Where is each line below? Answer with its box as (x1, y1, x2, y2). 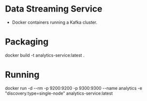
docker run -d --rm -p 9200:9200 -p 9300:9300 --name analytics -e (5, 85, 143, 91)
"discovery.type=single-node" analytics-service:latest (5, 90, 113, 96)
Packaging (5, 36, 49, 47)
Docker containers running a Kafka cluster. (12, 19, 98, 25)
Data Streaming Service (5, 3, 103, 14)
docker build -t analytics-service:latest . (5, 52, 85, 58)
